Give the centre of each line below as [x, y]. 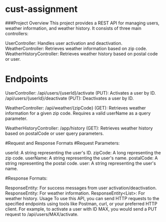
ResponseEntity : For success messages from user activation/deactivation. [81, 188]
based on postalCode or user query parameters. [55, 133]
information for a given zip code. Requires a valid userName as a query [78, 113]
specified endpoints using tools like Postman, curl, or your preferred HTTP [81, 204]
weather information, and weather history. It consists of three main [73, 28]
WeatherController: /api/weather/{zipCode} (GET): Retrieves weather [76, 108]
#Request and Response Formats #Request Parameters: [63, 143]
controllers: [17, 33]
